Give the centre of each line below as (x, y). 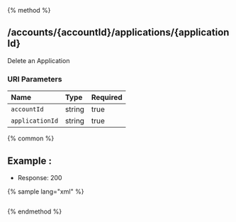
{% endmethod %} (35, 211)
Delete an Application (39, 60)
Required (107, 97)
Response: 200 (40, 177)
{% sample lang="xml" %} (46, 192)
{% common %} (31, 138)
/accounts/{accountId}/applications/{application (118, 32)
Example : (29, 161)
